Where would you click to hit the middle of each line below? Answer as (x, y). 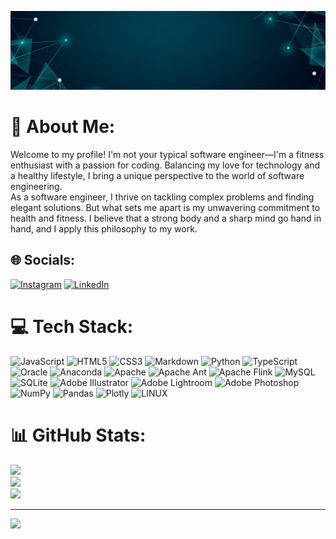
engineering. (36, 186)
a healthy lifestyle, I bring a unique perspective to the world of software (157, 175)
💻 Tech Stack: (72, 326)
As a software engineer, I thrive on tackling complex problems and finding (162, 197)
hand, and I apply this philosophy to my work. (104, 228)
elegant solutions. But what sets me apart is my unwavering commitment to (165, 207)
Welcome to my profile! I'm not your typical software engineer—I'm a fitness (167, 154)
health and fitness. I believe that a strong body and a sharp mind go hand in (166, 218)
